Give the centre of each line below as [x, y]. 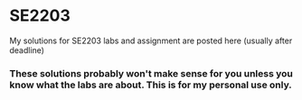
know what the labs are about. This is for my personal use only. [151, 85]
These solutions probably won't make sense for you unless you [151, 73]
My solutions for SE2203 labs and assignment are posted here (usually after [151, 41]
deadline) [27, 50]
